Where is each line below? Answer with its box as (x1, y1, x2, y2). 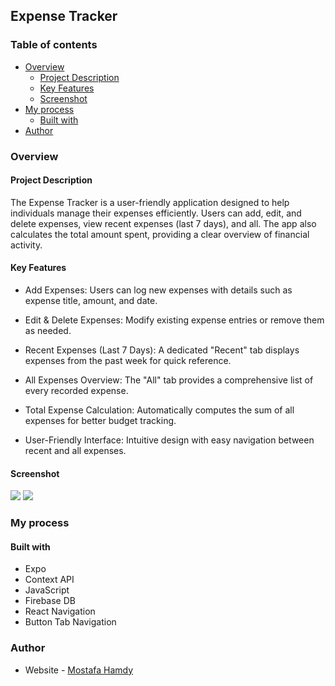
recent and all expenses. (24, 445, 127, 457)
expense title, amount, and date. (24, 295, 158, 307)
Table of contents (10, 38, 98, 52)
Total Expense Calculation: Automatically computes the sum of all (24, 404, 295, 416)
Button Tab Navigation (24, 616, 117, 628)
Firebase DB (24, 595, 76, 607)
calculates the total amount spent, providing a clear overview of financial (10, 228, 310, 240)
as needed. (24, 325, 72, 337)
